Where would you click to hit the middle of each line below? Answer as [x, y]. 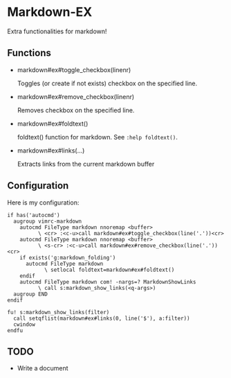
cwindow [25, 324]
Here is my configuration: [43, 203]
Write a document [43, 368]
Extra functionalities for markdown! [57, 31]
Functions [29, 53]
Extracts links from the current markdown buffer [86, 164]
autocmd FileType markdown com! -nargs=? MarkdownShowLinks [108, 282]
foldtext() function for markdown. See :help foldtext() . [97, 137]
